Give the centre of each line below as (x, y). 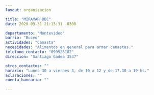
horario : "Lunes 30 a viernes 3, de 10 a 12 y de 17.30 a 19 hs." (77, 71)
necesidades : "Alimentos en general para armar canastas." (69, 47)
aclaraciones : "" (24, 75)
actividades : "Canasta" (31, 43)
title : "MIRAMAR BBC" (28, 19)
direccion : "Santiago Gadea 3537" (42, 56)
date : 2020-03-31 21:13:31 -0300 (41, 24)
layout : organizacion (28, 10)
